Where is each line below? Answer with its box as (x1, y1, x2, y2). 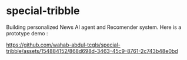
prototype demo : (6, 29, 48, 36)
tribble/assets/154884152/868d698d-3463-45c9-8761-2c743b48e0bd (6, 47, 178, 54)
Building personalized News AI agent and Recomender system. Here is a (6, 24, 182, 31)
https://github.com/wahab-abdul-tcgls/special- (6, 41, 121, 48)
